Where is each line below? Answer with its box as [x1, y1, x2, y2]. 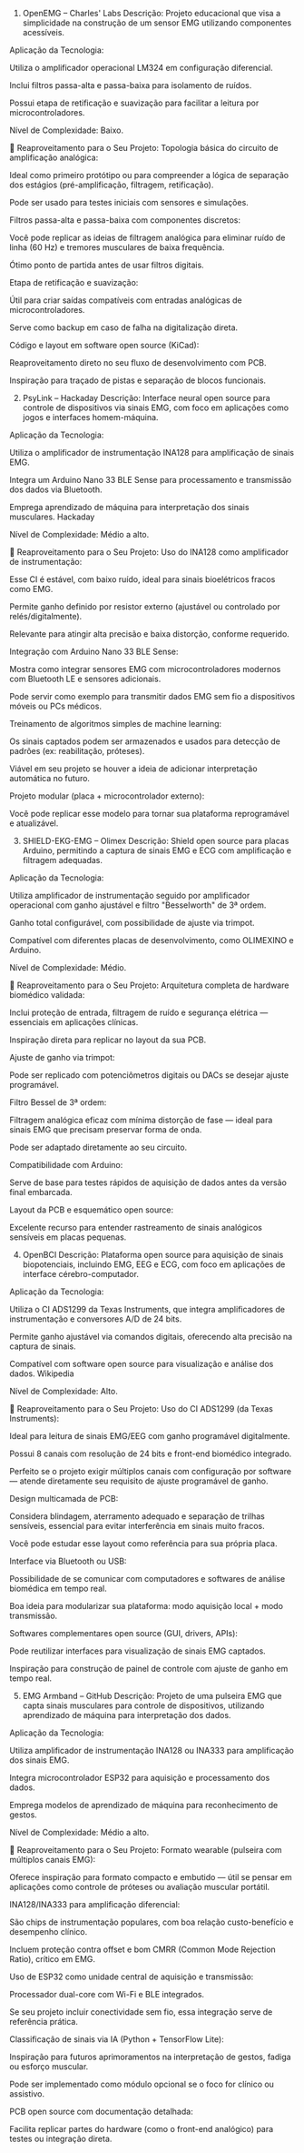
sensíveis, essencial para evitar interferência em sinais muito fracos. [9, 1521, 265, 1531]
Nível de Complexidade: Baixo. [9, 125, 124, 136]
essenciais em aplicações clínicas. [9, 1017, 139, 1027]
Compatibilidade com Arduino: [9, 1160, 123, 1170]
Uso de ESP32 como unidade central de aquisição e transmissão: [9, 1971, 254, 1982]
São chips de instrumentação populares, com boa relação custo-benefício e [9, 1917, 294, 1927]
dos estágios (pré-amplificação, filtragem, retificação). [9, 179, 214, 190]
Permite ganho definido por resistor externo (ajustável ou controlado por [9, 601, 281, 612]
